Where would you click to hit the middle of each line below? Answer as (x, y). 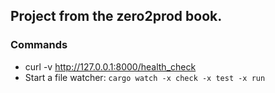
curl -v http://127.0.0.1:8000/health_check (110, 66)
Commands (39, 45)
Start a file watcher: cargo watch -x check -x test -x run (145, 77)
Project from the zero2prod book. (116, 16)
